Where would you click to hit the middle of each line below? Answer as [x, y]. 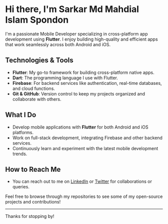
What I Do [21, 115]
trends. [20, 154]
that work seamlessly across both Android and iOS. [58, 44]
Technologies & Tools [39, 61]
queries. [21, 187]
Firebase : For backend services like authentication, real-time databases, [87, 83]
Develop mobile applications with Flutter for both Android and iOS [80, 127]
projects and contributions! [33, 202]
